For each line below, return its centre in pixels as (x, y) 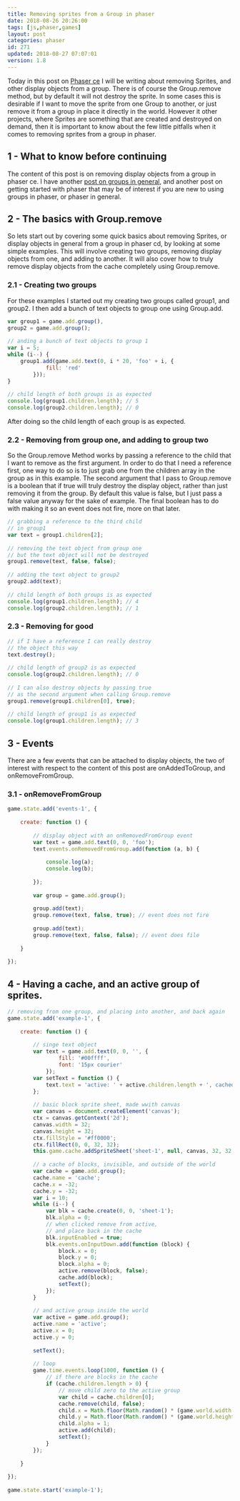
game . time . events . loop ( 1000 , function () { (99, 1371)
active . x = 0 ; (54, 1331)
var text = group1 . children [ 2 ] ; (55, 535)
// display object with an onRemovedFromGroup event (113, 836)
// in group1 (27, 529)
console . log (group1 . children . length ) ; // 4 (73, 601)
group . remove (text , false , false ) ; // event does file (116, 935)
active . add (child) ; (87, 1430)
